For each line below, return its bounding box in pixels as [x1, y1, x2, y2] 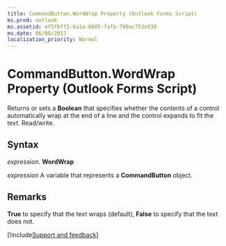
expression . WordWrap [7, 157, 74, 166]
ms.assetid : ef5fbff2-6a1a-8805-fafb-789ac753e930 [7, 23, 157, 30]
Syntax [7, 139, 39, 151]
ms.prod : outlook [7, 17, 58, 24]
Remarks [7, 191, 47, 203]
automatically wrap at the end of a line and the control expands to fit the [7, 112, 214, 120]
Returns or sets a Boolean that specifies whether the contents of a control [7, 104, 220, 112]
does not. [7, 217, 35, 225]
